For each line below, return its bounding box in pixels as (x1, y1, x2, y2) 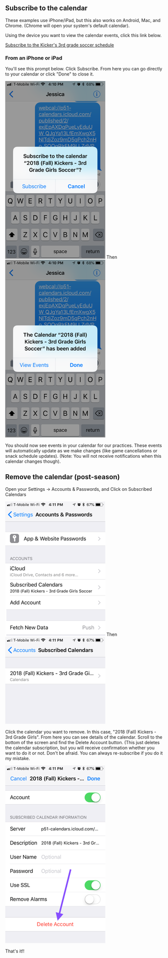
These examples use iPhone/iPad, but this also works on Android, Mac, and (5, 17, 161, 23)
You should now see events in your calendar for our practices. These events (5, 442, 162, 448)
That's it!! (5, 948, 25, 954)
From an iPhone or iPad (5, 54, 62, 61)
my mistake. (5, 755, 30, 761)
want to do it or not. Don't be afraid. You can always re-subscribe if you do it (5, 750, 163, 756)
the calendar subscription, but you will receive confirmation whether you (5, 745, 155, 751)
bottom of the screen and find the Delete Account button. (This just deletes (5, 739, 160, 745)
